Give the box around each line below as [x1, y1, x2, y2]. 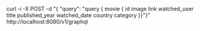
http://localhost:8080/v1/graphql [6, 18, 89, 25]
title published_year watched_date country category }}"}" [6, 12, 150, 19]
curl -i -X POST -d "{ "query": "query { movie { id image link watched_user [6, 5, 194, 12]
